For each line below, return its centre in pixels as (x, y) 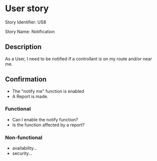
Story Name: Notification (30, 31)
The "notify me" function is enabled (48, 91)
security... (22, 153)
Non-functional (24, 138)
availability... (25, 148)
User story (27, 9)
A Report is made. (30, 96)
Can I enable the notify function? (45, 119)
